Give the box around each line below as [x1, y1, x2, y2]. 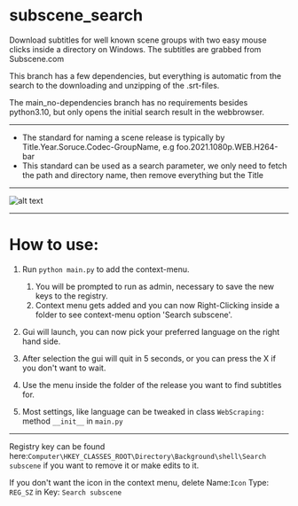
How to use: [9, 235, 99, 255]
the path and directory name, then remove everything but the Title [21, 169, 264, 180]
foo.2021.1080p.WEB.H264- [176, 141, 278, 152]
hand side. [21, 336, 61, 346]
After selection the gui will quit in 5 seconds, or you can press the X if [21, 353, 277, 363]
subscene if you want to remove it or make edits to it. [9, 460, 200, 471]
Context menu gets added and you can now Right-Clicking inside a [35, 300, 280, 310]
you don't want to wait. [21, 362, 106, 373]
